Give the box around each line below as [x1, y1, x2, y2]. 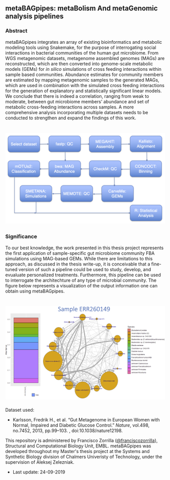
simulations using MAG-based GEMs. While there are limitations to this [5, 255, 153, 261]
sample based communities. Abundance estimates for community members [5, 71, 163, 77]
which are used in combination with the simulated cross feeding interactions [5, 82, 165, 88]
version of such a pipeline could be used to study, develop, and [18, 266, 151, 272]
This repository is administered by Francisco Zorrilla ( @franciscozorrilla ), [5, 438, 158, 444]
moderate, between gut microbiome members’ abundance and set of [5, 98, 150, 104]
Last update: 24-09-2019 [12, 469, 65, 475]
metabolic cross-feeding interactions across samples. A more [5, 104, 134, 110]
